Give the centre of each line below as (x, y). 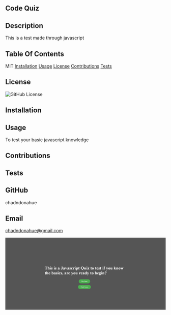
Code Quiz (22, 8)
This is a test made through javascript (45, 38)
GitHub (17, 190)
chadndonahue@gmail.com (34, 231)
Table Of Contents (35, 54)
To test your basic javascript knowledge (47, 140)
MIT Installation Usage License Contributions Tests (59, 66)
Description (24, 26)
